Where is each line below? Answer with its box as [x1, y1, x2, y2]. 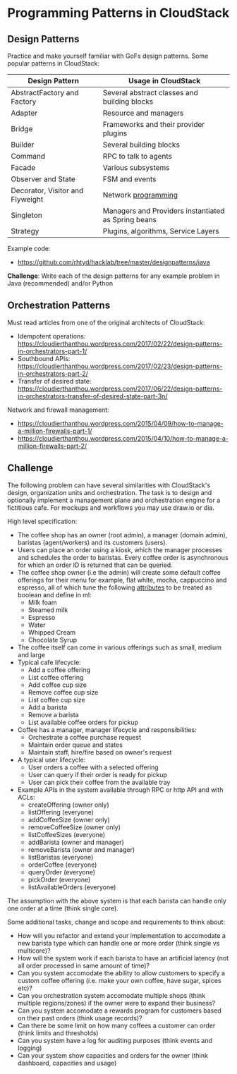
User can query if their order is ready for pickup [28, 770, 168, 779]
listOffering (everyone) [28, 807, 94, 816]
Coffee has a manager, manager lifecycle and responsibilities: [17, 725, 197, 734]
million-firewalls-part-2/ [17, 441, 87, 450]
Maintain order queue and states [28, 740, 123, 749]
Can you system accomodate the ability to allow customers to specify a [17, 968, 226, 977]
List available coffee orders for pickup [28, 718, 139, 726]
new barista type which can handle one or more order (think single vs [17, 939, 220, 947]
